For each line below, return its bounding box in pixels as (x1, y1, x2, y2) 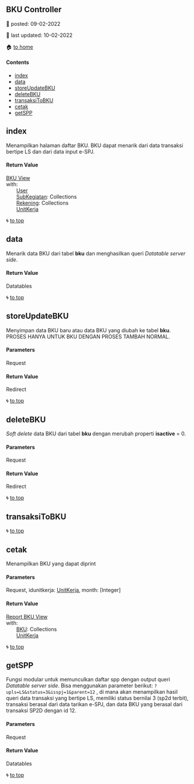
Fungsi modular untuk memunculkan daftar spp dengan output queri (6, 676, 171, 683)
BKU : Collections (16, 625, 57, 632)
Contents (6, 59, 29, 66)
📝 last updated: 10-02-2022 (6, 32, 73, 39)
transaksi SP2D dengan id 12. (6, 707, 77, 714)
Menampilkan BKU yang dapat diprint (6, 560, 96, 567)
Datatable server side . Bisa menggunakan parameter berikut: (6, 682, 153, 689)
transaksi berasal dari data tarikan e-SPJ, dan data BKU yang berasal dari (6, 701, 183, 708)
